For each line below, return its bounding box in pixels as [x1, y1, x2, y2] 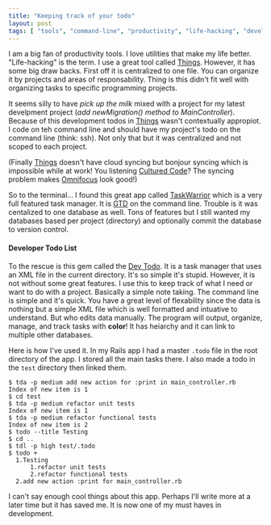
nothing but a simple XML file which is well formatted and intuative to [8, 304, 238, 313]
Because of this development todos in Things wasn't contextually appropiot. [8, 116, 261, 126]
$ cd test [8, 393, 42, 401]
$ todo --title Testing [8, 427, 89, 436]
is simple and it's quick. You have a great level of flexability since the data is [8, 296, 261, 305]
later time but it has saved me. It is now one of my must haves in [8, 500, 222, 510]
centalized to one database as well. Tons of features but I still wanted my [8, 208, 251, 217]
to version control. [8, 225, 69, 234]
